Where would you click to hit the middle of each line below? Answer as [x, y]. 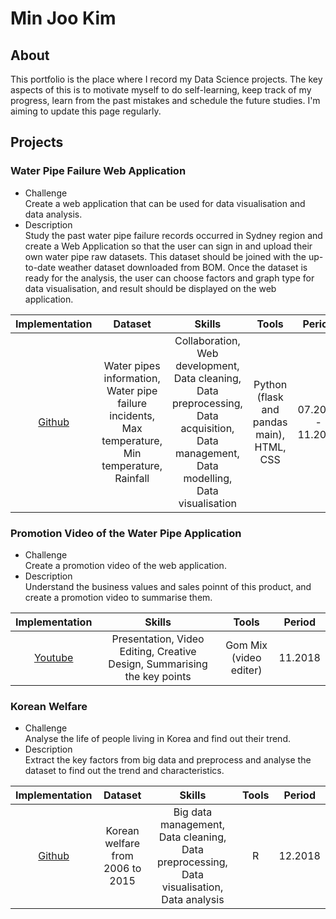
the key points [158, 676]
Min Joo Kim [63, 18]
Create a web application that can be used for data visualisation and [165, 203]
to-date [40, 267]
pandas [270, 422]
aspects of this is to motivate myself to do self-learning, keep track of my [161, 90]
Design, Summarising [158, 664]
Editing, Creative [158, 651]
